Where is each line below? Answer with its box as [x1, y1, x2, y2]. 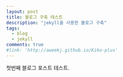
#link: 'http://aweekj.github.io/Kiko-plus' [6, 47, 118, 53]
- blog [11, 31, 28, 37]
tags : [6, 25, 20, 31]
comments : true [6, 42, 44, 48]
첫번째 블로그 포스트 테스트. [6, 64, 70, 71]
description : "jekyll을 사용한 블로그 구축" [6, 20, 107, 25]
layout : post [6, 8, 39, 15]
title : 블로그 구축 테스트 [6, 14, 63, 20]
